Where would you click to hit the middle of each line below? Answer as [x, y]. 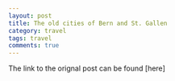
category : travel [37, 30]
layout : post [30, 16]
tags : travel [30, 38]
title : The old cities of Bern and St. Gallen [88, 23]
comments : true [34, 46]
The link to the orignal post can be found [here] [87, 68]
